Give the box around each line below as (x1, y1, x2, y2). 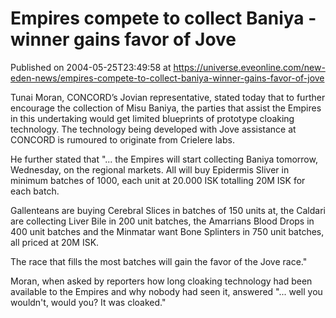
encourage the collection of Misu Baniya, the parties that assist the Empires (10, 102, 322, 114)
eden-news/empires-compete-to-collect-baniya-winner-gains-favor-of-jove (10, 72, 325, 84)
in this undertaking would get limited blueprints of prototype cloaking (10, 112, 295, 124)
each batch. (10, 185, 60, 197)
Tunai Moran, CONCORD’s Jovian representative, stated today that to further (10, 91, 326, 103)
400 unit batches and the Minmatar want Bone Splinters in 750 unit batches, (10, 225, 325, 237)
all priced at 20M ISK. (10, 236, 100, 248)
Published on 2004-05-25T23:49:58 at (10, 61, 172, 73)
